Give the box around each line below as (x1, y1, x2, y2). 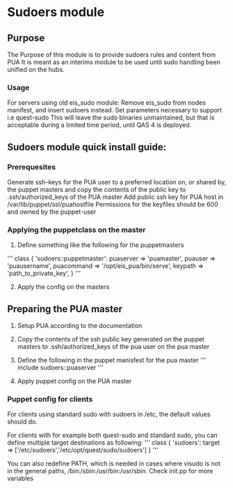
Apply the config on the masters (17, 283, 110, 291)
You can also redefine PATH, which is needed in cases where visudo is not (7, 459, 221, 468)
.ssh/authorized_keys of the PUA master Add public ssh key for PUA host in (7, 193, 224, 201)
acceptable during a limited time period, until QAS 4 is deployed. (7, 121, 192, 129)
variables (7, 474, 33, 482)
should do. (7, 417, 38, 426)
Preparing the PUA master (7, 303, 123, 315)
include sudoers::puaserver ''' (17, 364, 104, 372)
